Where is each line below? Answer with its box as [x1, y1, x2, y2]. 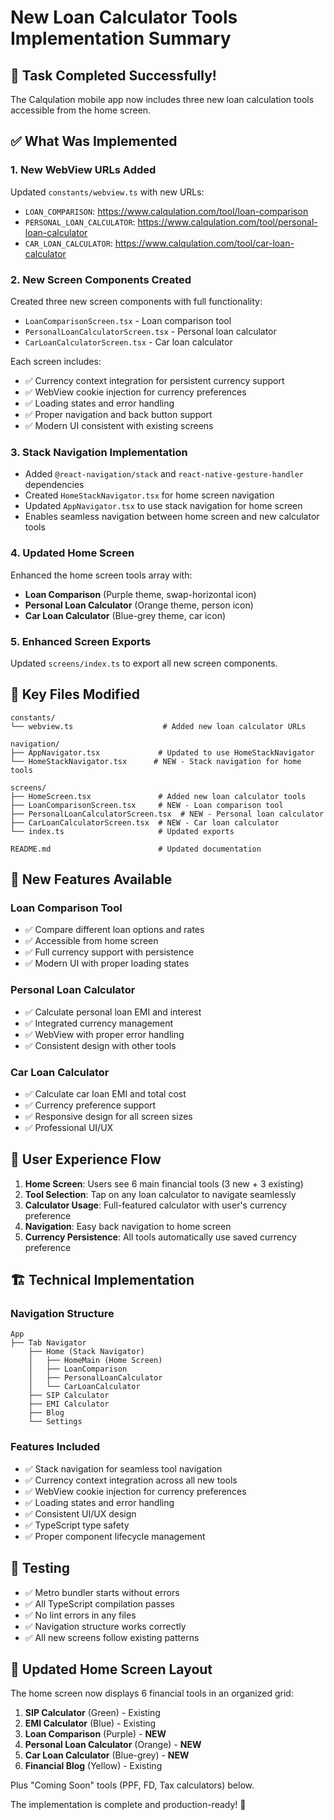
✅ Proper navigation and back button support [24, 408, 213, 420]
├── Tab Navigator [10, 1338, 87, 1348]
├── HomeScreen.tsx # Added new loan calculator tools [10, 791, 307, 801]
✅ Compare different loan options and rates [24, 924, 205, 936]
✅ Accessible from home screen [24, 935, 159, 947]
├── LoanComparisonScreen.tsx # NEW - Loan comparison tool [10, 800, 284, 810]
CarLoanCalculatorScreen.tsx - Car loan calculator [24, 336, 233, 348]
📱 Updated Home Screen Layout [10, 1661, 213, 1678]
